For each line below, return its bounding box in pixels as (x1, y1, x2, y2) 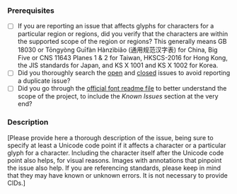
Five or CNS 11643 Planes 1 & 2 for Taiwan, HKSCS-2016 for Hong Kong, (17, 54, 228, 62)
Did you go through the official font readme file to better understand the (17, 84, 227, 93)
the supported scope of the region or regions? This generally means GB (17, 38, 227, 46)
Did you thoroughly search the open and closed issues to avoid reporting (17, 69, 231, 77)
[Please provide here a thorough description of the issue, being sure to (7, 133, 214, 142)
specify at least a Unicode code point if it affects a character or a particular (7, 141, 226, 149)
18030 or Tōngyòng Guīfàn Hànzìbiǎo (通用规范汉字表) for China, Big (17, 45, 218, 55)
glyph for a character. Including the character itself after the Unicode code (7, 148, 224, 157)
